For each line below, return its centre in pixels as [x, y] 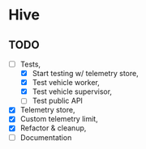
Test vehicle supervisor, [72, 92]
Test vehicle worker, [66, 83]
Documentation [46, 137]
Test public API [58, 101]
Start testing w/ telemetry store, [86, 74]
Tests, [30, 64]
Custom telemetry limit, [59, 119]
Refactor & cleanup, [53, 128]
